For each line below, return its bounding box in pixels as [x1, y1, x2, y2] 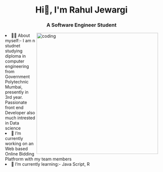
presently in [5, 89, 29, 95]
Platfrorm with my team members [5, 156, 72, 162]
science [5, 125, 21, 131]
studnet [5, 43, 20, 49]
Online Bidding [5, 151, 35, 157]
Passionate [5, 99, 28, 106]
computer [5, 58, 25, 64]
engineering [5, 63, 29, 69]
